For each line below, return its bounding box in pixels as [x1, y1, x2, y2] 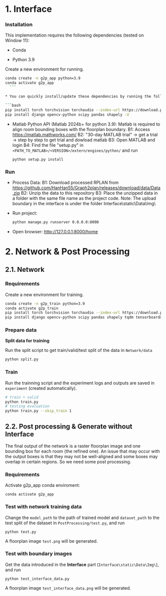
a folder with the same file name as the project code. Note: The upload [12, 195, 157, 201]
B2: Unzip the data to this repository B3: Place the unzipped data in [21, 190, 158, 196]
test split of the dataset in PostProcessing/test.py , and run [5, 520, 125, 526]
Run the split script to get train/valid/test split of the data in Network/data [5, 347, 153, 353]
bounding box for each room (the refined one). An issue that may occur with [5, 448, 160, 454]
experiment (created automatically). [5, 385, 77, 391]
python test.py [5, 529, 37, 534]
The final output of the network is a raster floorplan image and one [5, 443, 141, 449]
